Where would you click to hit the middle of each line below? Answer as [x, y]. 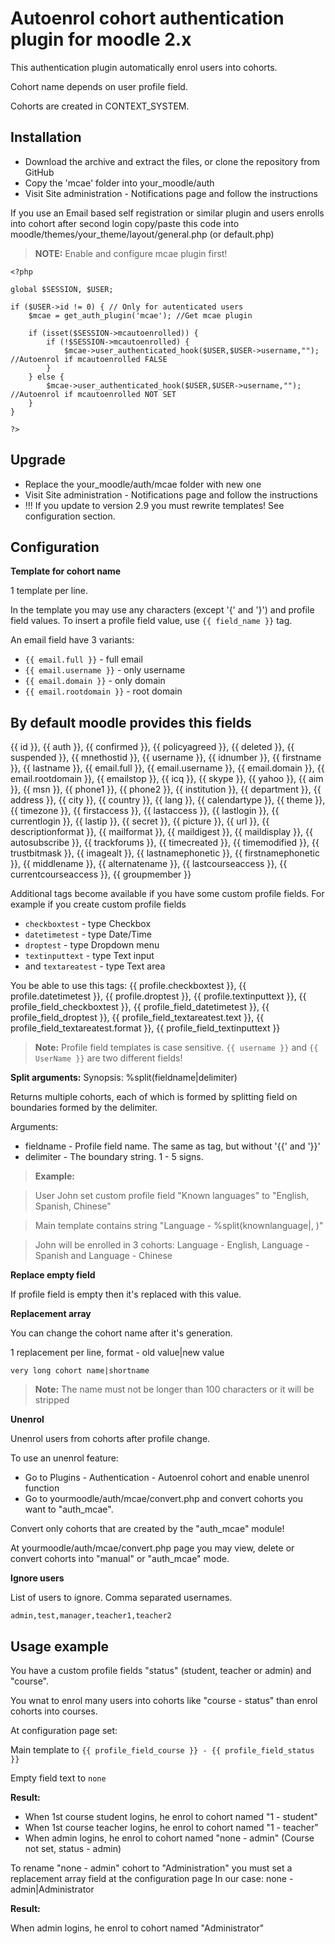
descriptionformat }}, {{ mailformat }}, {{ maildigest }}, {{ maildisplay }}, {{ [162, 832]
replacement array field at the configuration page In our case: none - [152, 1878]
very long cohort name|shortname [80, 1371]
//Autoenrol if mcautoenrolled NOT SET [93, 394]
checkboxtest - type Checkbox [88, 924]
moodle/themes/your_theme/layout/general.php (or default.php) [142, 234]
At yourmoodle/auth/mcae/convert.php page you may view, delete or [152, 1548]
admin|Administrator [52, 1889]
